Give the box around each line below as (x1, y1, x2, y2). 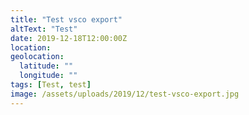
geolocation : (10, 52, 65, 62)
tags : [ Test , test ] (10, 80, 92, 90)
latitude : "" (19, 61, 74, 71)
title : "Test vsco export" (10, 14, 123, 25)
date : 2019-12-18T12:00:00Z (10, 33, 128, 43)
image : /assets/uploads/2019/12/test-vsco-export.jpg (10, 89, 240, 99)
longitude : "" (19, 71, 78, 81)
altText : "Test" (10, 24, 78, 34)
